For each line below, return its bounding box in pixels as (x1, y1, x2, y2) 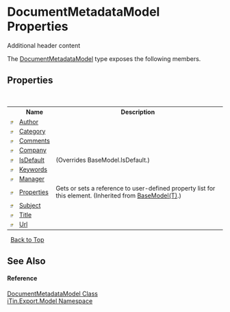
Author (19, 117, 39, 125)
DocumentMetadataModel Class (7, 289, 98, 298)
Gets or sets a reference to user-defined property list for (55, 184, 216, 193)
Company (19, 146, 47, 154)
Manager (19, 175, 44, 182)
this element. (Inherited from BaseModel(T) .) (55, 191, 181, 200)
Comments (19, 136, 50, 145)
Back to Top (10, 235, 44, 243)
